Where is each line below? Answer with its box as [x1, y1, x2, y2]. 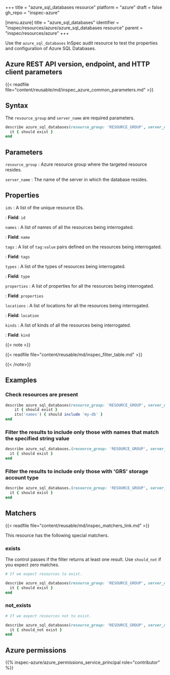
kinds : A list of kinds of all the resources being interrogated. [5, 322, 132, 328]
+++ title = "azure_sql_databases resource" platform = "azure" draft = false [5, 5, 162, 10]
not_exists [5, 602, 31, 609]
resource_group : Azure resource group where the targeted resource [5, 161, 148, 167]
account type [5, 474, 39, 481]
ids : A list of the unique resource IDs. [5, 204, 84, 210]
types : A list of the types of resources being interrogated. [5, 263, 126, 269]
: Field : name [5, 234, 30, 240]
